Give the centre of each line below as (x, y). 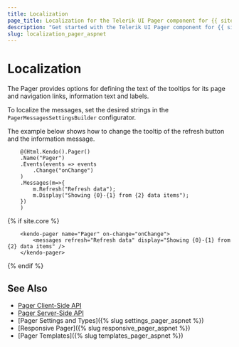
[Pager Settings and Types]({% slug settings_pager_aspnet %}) (111, 320)
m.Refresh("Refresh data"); (74, 189)
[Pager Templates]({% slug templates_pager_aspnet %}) (100, 336)
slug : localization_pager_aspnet (57, 34)
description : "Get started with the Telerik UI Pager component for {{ (116, 27)
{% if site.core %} (33, 221)
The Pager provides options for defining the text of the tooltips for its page (116, 89)
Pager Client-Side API (49, 305)
